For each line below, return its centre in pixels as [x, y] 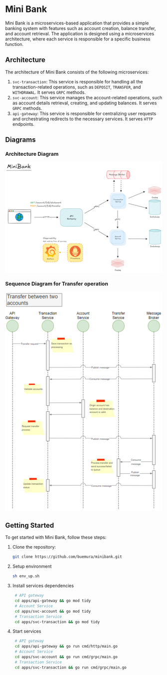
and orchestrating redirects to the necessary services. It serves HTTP [83, 119]
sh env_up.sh [26, 576]
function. [14, 44]
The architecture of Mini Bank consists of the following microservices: [77, 72]
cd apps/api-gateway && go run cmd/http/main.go [66, 647]
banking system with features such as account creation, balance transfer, [81, 28]
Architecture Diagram [32, 154]
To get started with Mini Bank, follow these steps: [56, 537]
